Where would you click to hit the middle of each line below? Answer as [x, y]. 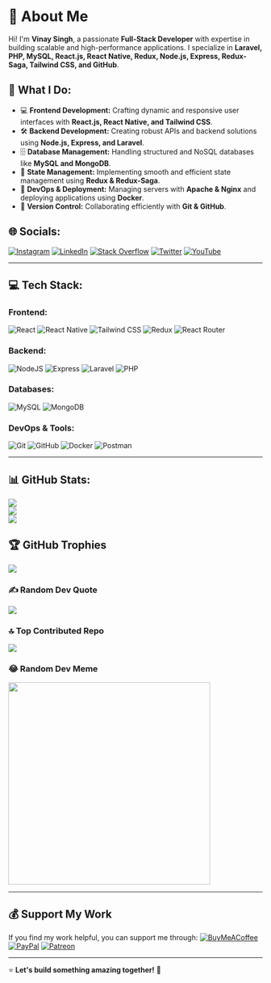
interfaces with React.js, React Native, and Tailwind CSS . [116, 121]
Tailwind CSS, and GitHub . [74, 65]
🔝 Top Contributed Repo [56, 630]
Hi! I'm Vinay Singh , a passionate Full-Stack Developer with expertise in [129, 39]
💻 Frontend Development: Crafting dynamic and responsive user [129, 110]
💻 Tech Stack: [46, 285]
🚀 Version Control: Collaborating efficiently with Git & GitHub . [123, 206]
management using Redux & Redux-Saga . [90, 180]
